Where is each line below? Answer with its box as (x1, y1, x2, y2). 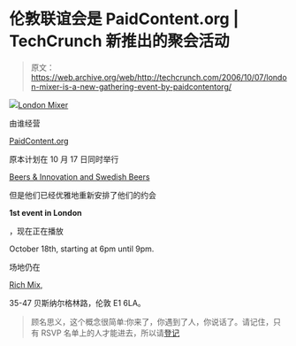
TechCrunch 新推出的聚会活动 (9, 31, 230, 51)
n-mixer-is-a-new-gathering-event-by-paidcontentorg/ (30, 81, 232, 92)
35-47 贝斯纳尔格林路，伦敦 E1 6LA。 (9, 297, 146, 308)
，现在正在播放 (9, 226, 64, 236)
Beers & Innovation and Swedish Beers (9, 171, 150, 182)
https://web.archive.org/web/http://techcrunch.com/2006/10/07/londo (30, 72, 287, 82)
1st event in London (9, 207, 82, 218)
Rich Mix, (9, 279, 43, 289)
